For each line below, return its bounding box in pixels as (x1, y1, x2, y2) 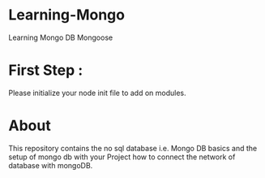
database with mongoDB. (8, 160, 93, 170)
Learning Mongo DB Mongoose (8, 33, 113, 42)
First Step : (8, 61, 83, 80)
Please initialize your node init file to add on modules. (8, 88, 186, 98)
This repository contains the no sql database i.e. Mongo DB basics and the (8, 143, 258, 153)
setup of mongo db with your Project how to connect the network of (8, 152, 236, 162)
